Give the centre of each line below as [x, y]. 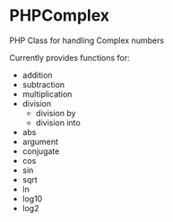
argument [40, 141]
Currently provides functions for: [69, 57]
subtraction [43, 84]
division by [56, 113]
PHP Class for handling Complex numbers [86, 40]
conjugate [41, 151]
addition [37, 75]
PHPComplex [60, 16]
